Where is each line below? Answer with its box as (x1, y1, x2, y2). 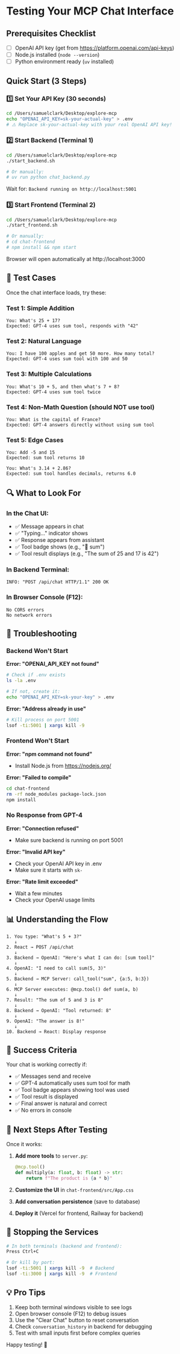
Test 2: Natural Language (6, 337, 82, 345)
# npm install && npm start (6, 245, 77, 251)
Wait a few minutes (14, 889, 63, 897)
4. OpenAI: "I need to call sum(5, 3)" (6, 965, 107, 971)
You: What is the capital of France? (6, 416, 101, 422)
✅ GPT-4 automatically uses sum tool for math (14, 1080, 131, 1087)
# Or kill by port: (6, 1260, 55, 1266)
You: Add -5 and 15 (6, 450, 55, 456)
